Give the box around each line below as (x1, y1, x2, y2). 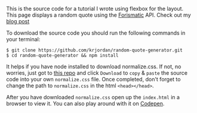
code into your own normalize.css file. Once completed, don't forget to (6, 76, 181, 83)
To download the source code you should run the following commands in (6, 29, 186, 36)
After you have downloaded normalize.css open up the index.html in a (6, 94, 180, 100)
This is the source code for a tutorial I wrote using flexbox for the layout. (6, 5, 184, 12)
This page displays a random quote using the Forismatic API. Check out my (6, 11, 191, 19)
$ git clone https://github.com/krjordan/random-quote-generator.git (6, 47, 183, 53)
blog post (6, 18, 30, 25)
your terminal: (6, 36, 41, 42)
